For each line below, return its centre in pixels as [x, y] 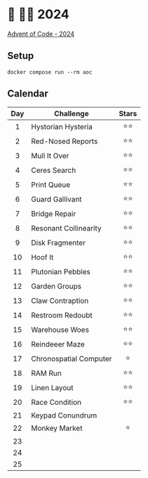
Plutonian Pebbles [61, 272]
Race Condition [56, 402]
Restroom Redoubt [62, 316]
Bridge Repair [54, 214]
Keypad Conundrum [64, 415]
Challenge [71, 113]
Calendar [28, 94]
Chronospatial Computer [72, 359]
